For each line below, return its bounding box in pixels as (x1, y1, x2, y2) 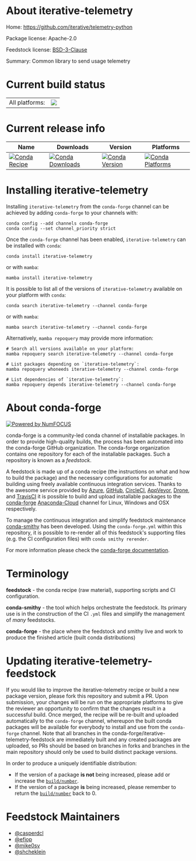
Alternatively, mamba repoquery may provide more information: (6, 335, 153, 342)
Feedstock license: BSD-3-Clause (6, 46, 87, 53)
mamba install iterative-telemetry (6, 275, 93, 281)
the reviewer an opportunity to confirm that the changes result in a (6, 705, 166, 712)
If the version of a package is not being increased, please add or (14, 771, 170, 778)
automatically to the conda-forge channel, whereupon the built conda (6, 717, 172, 724)
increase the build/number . (14, 777, 79, 784)
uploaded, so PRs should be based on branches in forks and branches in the (6, 742, 190, 749)
